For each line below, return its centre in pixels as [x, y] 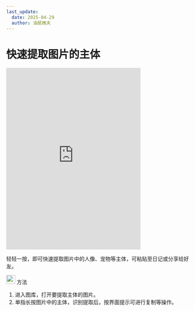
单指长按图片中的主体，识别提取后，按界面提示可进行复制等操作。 [96, 302]
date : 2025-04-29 [33, 17]
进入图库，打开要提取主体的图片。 [57, 295]
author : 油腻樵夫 [31, 23]
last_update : [22, 12]
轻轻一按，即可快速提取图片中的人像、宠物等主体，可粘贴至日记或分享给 [95, 259]
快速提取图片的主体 [53, 54]
